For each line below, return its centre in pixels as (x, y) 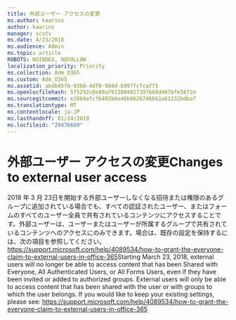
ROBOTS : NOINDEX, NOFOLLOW (47, 60)
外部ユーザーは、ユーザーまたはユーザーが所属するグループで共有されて (123, 224)
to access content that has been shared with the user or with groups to (110, 287)
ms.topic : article (34, 53)
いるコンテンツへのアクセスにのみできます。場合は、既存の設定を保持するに (118, 233)
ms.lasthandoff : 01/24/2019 (48, 118)
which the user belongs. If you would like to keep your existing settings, (111, 294)
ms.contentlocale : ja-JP (44, 112)
